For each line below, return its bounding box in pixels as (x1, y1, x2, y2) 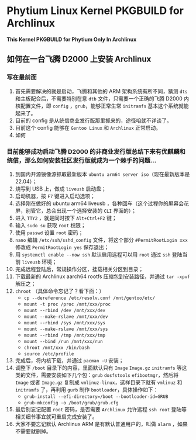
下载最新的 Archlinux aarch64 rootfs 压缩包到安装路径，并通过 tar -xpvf (15, 273, 190, 280)
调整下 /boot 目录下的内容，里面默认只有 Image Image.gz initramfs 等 (15, 364, 182, 371)
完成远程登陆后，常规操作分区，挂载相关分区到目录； (15, 265, 144, 272)
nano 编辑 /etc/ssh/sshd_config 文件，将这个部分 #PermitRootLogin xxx (15, 236, 188, 243)
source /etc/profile (23, 351, 74, 357)
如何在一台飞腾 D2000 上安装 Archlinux (6, 54, 152, 64)
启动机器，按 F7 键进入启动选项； (15, 192, 95, 199)
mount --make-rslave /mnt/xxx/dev (23, 314, 108, 320)
